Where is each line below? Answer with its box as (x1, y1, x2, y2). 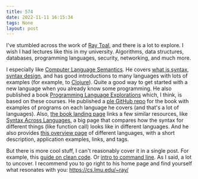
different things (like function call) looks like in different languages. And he (6, 123, 189, 130)
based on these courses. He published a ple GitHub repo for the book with (6, 98, 189, 105)
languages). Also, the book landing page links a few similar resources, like (6, 110, 188, 118)
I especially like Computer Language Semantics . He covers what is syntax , (6, 66, 189, 73)
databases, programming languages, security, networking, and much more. (6, 54, 191, 61)
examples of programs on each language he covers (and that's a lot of (6, 104, 179, 111)
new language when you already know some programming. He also (6, 85, 172, 92)
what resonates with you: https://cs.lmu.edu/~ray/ (6, 166, 129, 174)
